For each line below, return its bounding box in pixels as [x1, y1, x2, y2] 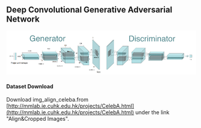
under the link [135, 109, 170, 116]
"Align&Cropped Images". [6, 115, 69, 123]
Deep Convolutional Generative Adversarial [6, 5, 173, 15]
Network [6, 14, 40, 25]
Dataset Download [6, 82, 54, 90]
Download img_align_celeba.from [6, 96, 88, 103]
